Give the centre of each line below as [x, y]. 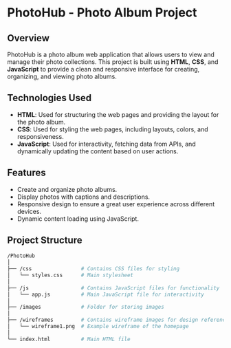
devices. [29, 211]
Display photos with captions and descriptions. [83, 197]
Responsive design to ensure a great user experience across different [116, 204]
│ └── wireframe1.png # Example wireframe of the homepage [98, 327]
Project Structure [45, 240]
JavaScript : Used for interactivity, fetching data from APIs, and [106, 144]
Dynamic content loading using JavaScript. [78, 219]
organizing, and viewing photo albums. [62, 76]
